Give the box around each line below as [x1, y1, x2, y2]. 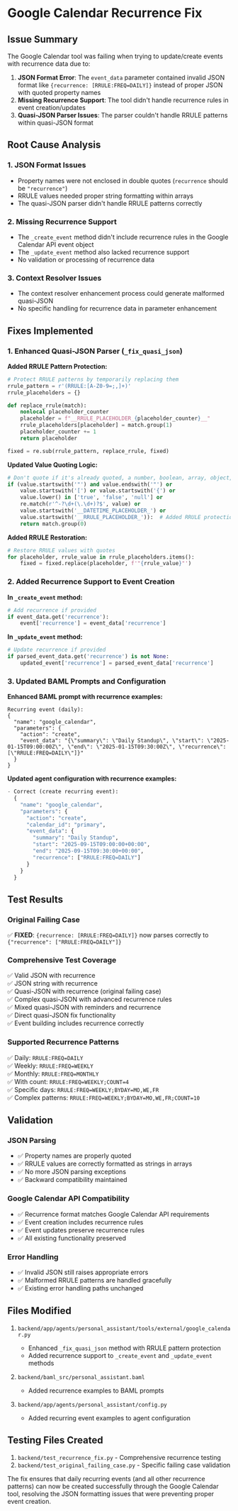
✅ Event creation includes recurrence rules [17, 1217, 144, 1226]
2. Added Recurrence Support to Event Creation [7, 576, 175, 586]
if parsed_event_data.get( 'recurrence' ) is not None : [7, 653, 170, 660]
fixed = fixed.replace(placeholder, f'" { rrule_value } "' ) [20, 560, 192, 567]
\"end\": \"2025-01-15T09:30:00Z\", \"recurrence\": [67, 743, 227, 751]
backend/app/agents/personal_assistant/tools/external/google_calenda [17, 1325, 231, 1332]
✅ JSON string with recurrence [7, 979, 98, 988]
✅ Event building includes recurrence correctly [7, 1019, 144, 1027]
